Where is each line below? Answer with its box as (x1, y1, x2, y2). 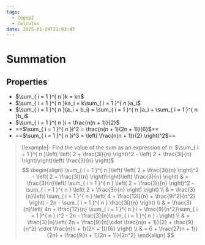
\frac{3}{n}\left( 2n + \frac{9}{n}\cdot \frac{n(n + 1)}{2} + (27, 219, 173, 226)
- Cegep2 (12, 15, 34, 21)
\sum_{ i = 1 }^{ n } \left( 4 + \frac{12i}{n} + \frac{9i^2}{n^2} (46, 192, 196, 200)
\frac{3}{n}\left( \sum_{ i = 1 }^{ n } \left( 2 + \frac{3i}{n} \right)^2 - (26, 179, 195, 187)
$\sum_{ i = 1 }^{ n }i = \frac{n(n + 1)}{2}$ (15, 119, 120, 126)
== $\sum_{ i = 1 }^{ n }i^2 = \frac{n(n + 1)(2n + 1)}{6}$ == (15, 126, 159, 133)
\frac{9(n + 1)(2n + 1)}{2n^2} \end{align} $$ (64, 232, 174, 239)
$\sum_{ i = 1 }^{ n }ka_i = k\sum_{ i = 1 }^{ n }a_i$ (15, 99, 141, 107)
